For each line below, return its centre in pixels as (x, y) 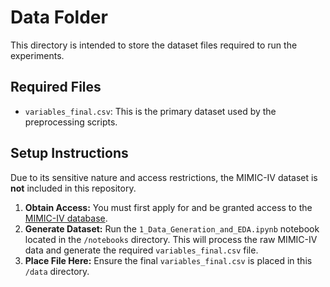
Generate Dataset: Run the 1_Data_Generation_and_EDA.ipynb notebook (172, 228)
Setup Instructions (69, 153)
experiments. (37, 55)
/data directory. (57, 271)
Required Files (56, 87)
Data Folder (59, 17)
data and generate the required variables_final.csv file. (141, 250)
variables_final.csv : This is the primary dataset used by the (150, 111)
